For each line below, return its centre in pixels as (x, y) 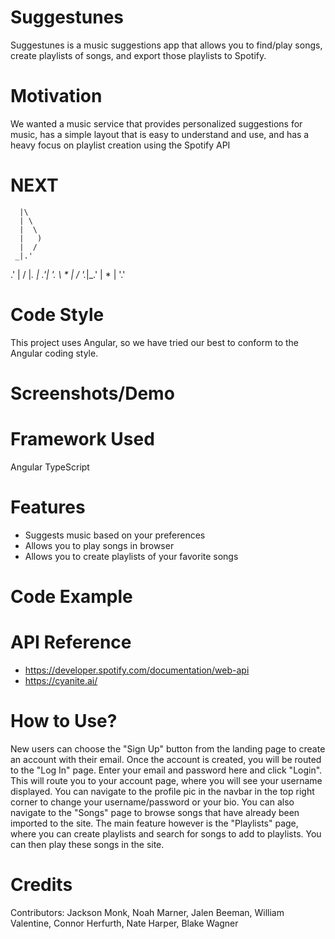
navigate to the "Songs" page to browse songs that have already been (155, 812)
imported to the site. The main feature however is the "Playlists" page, (154, 823)
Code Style (57, 315)
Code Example (71, 597)
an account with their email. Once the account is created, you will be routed (166, 759)
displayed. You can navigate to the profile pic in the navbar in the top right (162, 791)
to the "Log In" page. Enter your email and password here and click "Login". (166, 770)
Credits (41, 885)
